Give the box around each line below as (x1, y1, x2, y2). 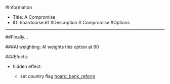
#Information (5, 5, 32, 10)
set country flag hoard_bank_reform (20, 73, 96, 79)
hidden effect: (12, 63, 42, 69)
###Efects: (5, 54, 28, 60)
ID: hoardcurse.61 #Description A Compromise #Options (12, 20, 130, 25)
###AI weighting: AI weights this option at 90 (5, 44, 100, 50)
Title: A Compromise (12, 14, 56, 20)
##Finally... (5, 34, 28, 40)
